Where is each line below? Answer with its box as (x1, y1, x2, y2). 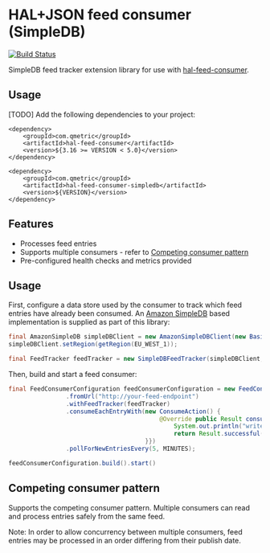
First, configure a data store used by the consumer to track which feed (8, 300, 243, 310)
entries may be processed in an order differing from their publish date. (8, 535, 241, 545)
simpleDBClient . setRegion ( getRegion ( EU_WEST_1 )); (8, 340, 178, 349)
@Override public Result (159, 415, 243, 423)
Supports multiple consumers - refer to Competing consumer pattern (19, 247, 249, 256)
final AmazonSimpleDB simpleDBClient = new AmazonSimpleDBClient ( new (8, 333, 247, 341)
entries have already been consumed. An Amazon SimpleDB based (8, 309, 231, 318)
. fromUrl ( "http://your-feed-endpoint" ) (65, 392, 199, 400)
